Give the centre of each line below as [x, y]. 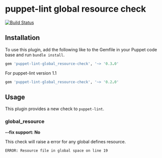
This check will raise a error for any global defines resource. [65, 141]
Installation [22, 38]
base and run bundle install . [35, 55]
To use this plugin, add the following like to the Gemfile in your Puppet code [81, 49]
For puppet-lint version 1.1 [31, 73]
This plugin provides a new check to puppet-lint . [55, 109]
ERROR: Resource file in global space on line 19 [57, 150]
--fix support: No [23, 132]
